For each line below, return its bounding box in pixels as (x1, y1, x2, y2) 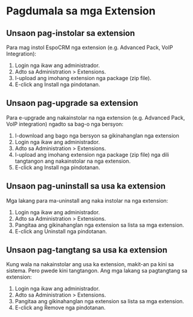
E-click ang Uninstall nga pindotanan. (14, 227, 108, 234)
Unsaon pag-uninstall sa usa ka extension (6, 181, 166, 191)
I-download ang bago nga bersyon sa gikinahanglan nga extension (14, 132, 179, 139)
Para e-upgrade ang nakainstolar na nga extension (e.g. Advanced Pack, (6, 114, 185, 121)
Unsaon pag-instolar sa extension (6, 28, 136, 38)
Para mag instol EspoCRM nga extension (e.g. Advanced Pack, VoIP (6, 44, 173, 51)
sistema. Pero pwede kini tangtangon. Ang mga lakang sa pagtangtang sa (6, 267, 188, 275)
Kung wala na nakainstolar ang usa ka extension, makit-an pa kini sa (6, 261, 174, 268)
